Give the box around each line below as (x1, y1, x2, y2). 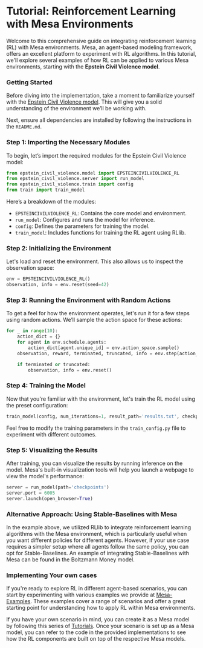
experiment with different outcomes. (6, 430, 97, 438)
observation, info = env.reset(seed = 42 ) (6, 282, 110, 288)
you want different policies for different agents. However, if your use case (6, 536, 190, 544)
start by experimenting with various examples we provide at (6, 591, 155, 598)
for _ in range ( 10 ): (6, 328, 59, 334)
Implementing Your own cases (6, 571, 97, 580)
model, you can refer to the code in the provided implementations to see (6, 629, 186, 636)
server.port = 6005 (6, 490, 56, 496)
